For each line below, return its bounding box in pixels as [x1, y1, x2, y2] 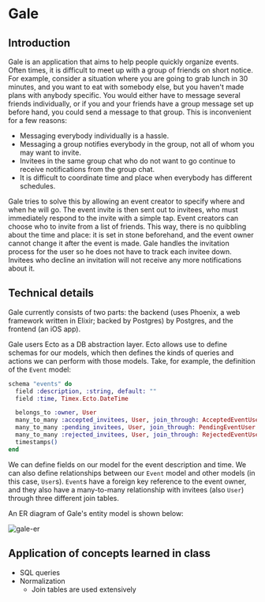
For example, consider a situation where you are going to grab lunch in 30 [8, 74, 248, 83]
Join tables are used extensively [31, 585, 136, 594]
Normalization [19, 576, 65, 585]
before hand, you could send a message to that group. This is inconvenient [8, 107, 252, 117]
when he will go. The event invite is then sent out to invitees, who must [8, 205, 238, 214]
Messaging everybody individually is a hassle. [19, 131, 170, 140]
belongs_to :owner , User [15, 409, 97, 417]
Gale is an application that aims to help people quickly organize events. [8, 57, 239, 66]
